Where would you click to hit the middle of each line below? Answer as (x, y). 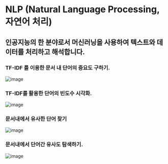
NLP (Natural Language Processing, (82, 9)
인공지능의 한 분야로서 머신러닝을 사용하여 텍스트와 (80, 42)
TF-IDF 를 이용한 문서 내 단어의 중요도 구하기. (58, 67)
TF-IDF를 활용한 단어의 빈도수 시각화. (49, 93)
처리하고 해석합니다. (55, 52)
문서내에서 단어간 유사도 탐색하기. (44, 145)
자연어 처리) (29, 22)
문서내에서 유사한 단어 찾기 (36, 119)
